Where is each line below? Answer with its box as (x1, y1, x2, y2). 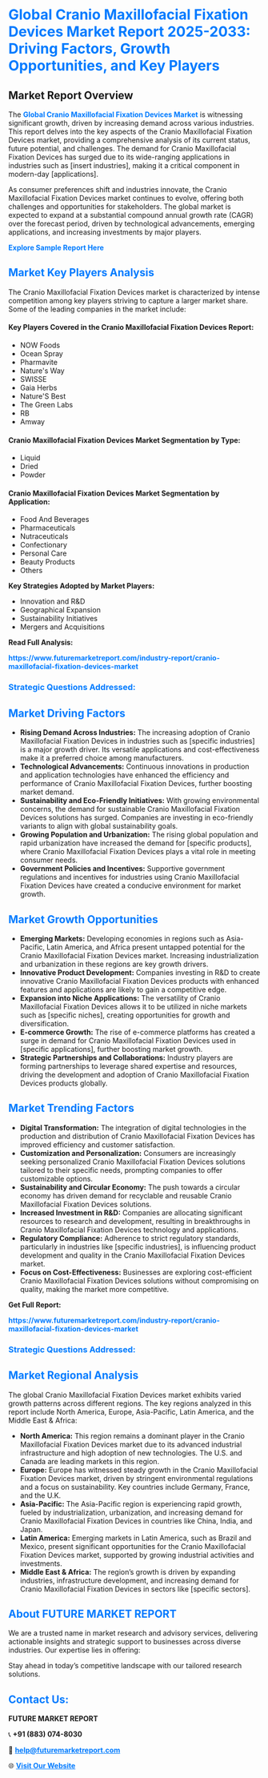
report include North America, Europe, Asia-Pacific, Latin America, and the (8, 1407, 254, 1416)
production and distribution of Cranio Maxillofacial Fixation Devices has (19, 1131, 256, 1141)
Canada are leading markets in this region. (19, 1456, 160, 1466)
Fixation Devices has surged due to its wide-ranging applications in (8, 152, 230, 162)
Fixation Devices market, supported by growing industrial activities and (19, 1550, 254, 1559)
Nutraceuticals (19, 532, 69, 541)
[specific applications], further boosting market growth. (19, 1044, 203, 1054)
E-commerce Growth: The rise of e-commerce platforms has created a (19, 1027, 256, 1037)
